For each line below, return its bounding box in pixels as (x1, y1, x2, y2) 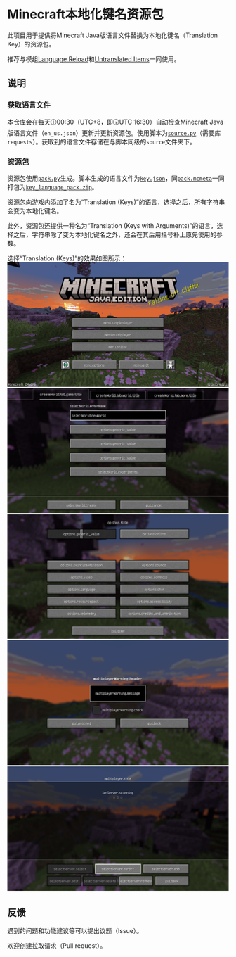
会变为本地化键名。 (7, 206, 63, 215)
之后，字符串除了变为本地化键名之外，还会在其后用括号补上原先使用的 (13, 230, 216, 239)
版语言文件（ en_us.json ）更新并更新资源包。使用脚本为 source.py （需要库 (7, 128, 221, 137)
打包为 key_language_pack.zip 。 (7, 182, 98, 191)
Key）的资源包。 (7, 39, 55, 48)
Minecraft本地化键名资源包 (7, 6, 164, 23)
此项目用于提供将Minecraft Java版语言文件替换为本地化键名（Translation (7, 31, 218, 39)
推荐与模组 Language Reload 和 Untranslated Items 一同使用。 (7, 54, 181, 63)
